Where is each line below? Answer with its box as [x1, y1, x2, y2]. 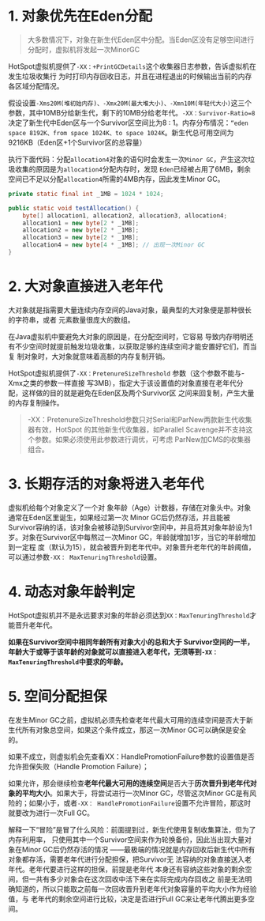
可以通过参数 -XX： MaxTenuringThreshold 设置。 [8, 552, 162, 561]
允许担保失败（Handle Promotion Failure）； [8, 761, 150, 771]
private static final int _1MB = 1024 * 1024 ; [8, 190, 164, 198]
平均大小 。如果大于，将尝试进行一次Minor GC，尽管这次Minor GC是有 [21, 788, 250, 798]
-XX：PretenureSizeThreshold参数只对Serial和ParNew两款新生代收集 [27, 414, 252, 424]
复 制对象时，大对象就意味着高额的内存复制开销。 [8, 351, 170, 360]
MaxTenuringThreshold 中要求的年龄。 [8, 657, 128, 666]
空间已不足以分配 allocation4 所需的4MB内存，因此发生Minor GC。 [8, 174, 225, 183]
